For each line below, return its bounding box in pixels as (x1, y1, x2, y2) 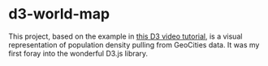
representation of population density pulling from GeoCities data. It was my (8, 39, 260, 49)
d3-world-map (8, 5, 110, 23)
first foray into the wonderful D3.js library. (8, 48, 149, 58)
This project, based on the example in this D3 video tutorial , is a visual (8, 31, 243, 41)
